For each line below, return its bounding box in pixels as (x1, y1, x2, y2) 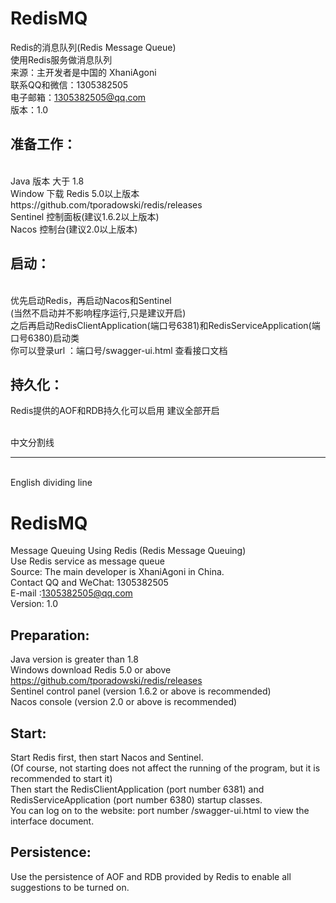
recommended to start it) (10, 772, 113, 784)
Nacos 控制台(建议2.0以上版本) (10, 223, 138, 235)
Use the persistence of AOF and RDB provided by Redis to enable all (10, 870, 292, 882)
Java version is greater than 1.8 (10, 653, 139, 666)
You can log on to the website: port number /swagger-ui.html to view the (10, 804, 310, 816)
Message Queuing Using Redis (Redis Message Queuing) (10, 545, 247, 557)
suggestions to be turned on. (10, 881, 130, 893)
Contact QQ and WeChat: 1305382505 (10, 577, 169, 589)
